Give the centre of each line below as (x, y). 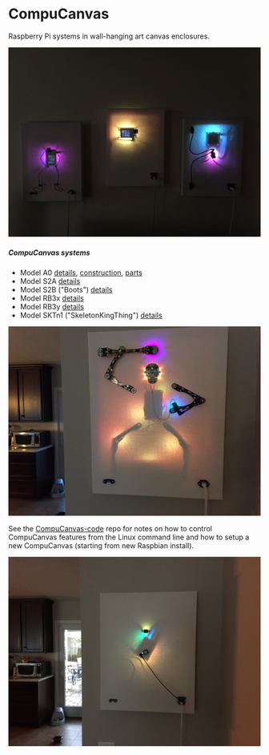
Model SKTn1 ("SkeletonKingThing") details (91, 315)
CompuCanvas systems (49, 252)
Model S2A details (50, 281)
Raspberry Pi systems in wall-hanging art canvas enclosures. (109, 36)
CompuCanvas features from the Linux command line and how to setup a (129, 537)
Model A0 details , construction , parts (81, 273)
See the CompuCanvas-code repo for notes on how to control (110, 528)
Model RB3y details (52, 306)
